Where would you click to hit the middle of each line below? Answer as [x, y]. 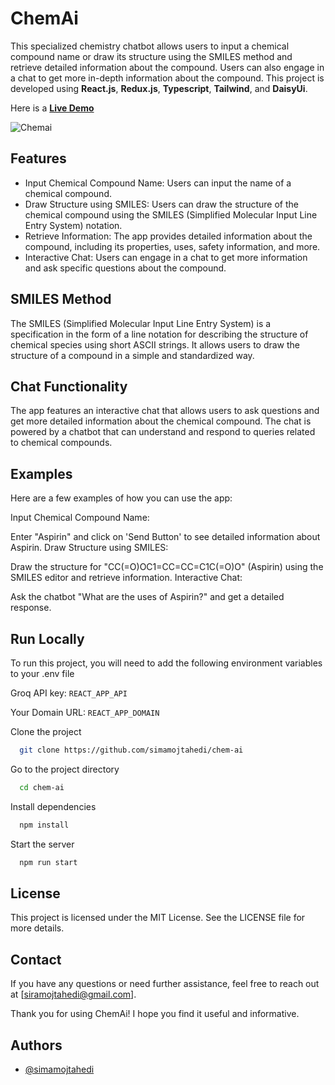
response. [31, 608]
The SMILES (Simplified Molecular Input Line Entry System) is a [141, 323]
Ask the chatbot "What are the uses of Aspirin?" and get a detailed [147, 597]
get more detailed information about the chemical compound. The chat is [161, 421]
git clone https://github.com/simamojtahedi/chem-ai [131, 750]
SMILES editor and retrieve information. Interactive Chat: [126, 578]
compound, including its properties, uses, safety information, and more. [172, 246]
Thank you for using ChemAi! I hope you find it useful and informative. [155, 1014]
